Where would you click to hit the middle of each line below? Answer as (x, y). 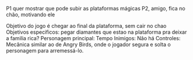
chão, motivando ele (31, 15)
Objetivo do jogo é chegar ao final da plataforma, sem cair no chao (86, 26)
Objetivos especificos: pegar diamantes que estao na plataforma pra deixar (96, 32)
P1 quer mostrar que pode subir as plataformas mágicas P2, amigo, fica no (96, 8)
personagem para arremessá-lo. (45, 51)
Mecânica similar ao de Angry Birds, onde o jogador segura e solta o (88, 44)
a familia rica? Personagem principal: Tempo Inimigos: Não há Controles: (93, 38)
